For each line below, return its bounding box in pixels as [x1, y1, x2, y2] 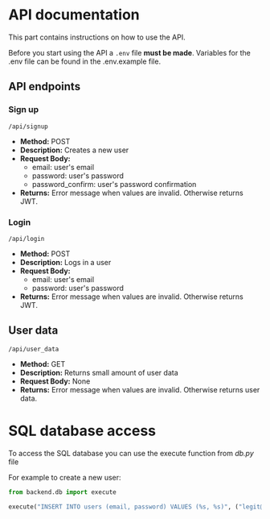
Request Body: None [19, 376, 91, 386]
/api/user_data [8, 345, 59, 353]
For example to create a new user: [8, 472, 122, 482]
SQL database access [8, 421, 157, 440]
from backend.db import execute [8, 488, 117, 496]
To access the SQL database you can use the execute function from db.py [8, 448, 255, 458]
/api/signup [8, 122, 48, 131]
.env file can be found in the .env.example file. [8, 56, 162, 66]
